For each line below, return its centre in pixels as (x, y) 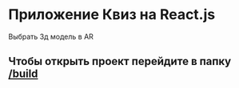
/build (23, 74)
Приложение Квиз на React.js (112, 15)
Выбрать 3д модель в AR (51, 36)
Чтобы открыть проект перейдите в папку (120, 61)
